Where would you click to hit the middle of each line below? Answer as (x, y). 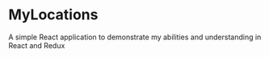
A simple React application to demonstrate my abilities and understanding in (135, 37)
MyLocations (53, 15)
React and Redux (37, 45)
